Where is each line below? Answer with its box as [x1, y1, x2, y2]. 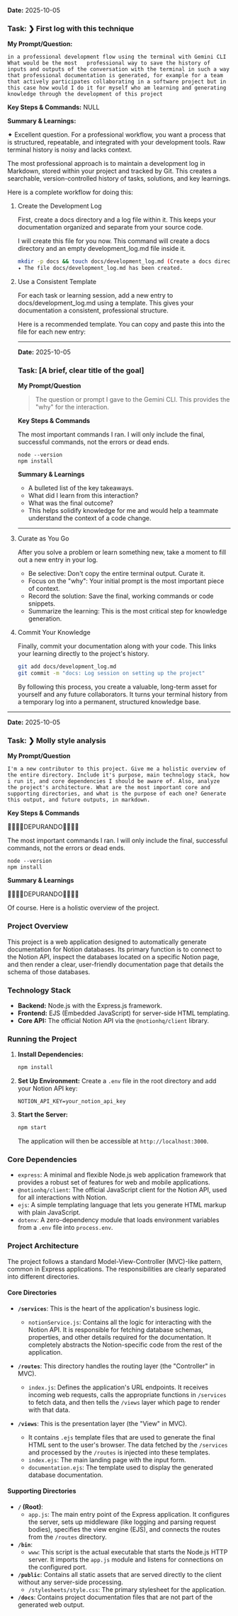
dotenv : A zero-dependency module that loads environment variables [17, 1216, 220, 1224]
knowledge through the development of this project [7, 91, 163, 98]
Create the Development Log [17, 202, 102, 210]
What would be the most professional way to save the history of [7, 60, 211, 67]
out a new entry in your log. [17, 555, 98, 564]
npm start [17, 1124, 47, 1131]
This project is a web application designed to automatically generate [7, 937, 207, 946]
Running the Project [7, 1034, 77, 1044]
